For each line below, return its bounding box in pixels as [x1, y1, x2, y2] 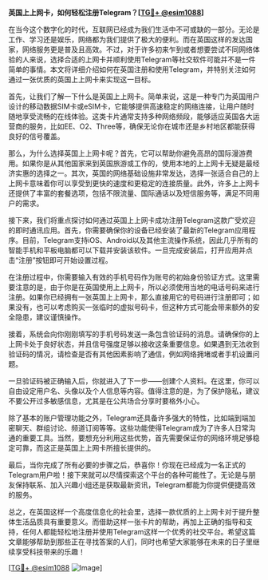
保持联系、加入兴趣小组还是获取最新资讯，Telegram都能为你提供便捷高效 [14, 480, 256, 490]
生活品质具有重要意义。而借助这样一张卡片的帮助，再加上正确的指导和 [14, 517, 246, 526]
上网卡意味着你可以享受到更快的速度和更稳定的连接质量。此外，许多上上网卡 [8, 179, 260, 188]
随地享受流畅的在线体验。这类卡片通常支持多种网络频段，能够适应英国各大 [8, 112, 253, 121]
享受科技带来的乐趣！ [14, 547, 85, 556]
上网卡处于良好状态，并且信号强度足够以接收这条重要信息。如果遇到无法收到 [8, 340, 260, 348]
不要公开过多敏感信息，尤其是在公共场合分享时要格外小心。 [8, 396, 204, 406]
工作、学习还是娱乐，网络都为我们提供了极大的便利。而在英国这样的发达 [8, 35, 246, 44]
